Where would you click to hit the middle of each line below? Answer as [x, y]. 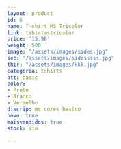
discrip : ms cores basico [44, 109]
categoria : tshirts [35, 71]
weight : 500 [24, 45]
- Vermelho [23, 103]
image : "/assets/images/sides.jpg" [58, 52]
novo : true [23, 115]
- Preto [18, 90]
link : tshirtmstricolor [41, 33]
